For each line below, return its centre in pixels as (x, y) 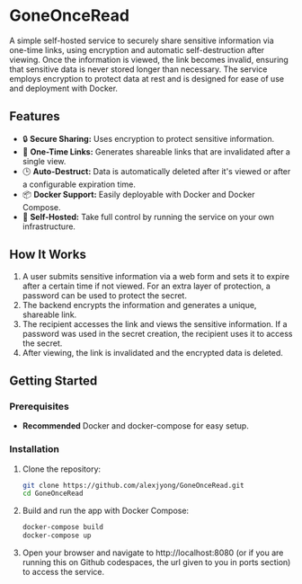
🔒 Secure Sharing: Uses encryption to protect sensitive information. (148, 138)
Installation (35, 449)
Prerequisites (39, 406)
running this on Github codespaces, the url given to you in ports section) (156, 562)
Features (35, 116)
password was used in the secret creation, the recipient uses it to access (158, 333)
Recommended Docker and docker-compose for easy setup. (135, 426)
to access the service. (63, 572)
